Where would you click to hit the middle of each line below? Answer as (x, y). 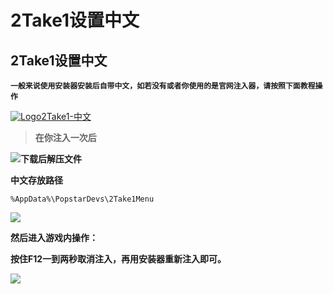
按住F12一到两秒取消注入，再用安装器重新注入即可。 (118, 259)
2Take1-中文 (66, 116)
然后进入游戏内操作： (54, 237)
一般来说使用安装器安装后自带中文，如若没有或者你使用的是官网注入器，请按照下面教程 (163, 86)
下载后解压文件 (51, 159)
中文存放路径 (36, 180)
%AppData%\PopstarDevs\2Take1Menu (82, 199)
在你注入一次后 (65, 137)
